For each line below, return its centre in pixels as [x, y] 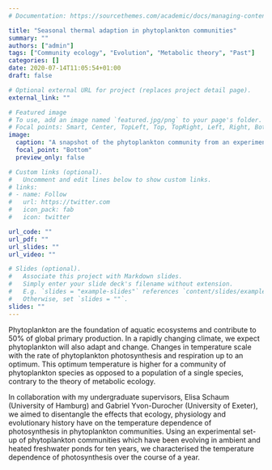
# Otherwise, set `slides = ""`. [68, 299]
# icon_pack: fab [41, 210]
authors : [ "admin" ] [41, 45]
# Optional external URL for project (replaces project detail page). [130, 90]
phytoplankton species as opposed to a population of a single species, [126, 372]
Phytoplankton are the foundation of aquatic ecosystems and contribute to [132, 329]
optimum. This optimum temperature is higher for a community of [117, 364]
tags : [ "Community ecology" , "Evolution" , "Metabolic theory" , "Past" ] [132, 53]
